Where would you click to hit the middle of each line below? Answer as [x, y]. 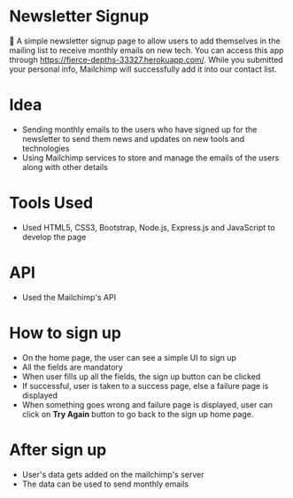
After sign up [58, 450]
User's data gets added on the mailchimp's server [113, 474]
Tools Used [51, 203]
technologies [46, 148]
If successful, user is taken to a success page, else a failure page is [145, 385]
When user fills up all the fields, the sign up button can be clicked [141, 376]
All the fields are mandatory [73, 367]
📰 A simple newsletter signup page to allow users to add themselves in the [145, 41]
